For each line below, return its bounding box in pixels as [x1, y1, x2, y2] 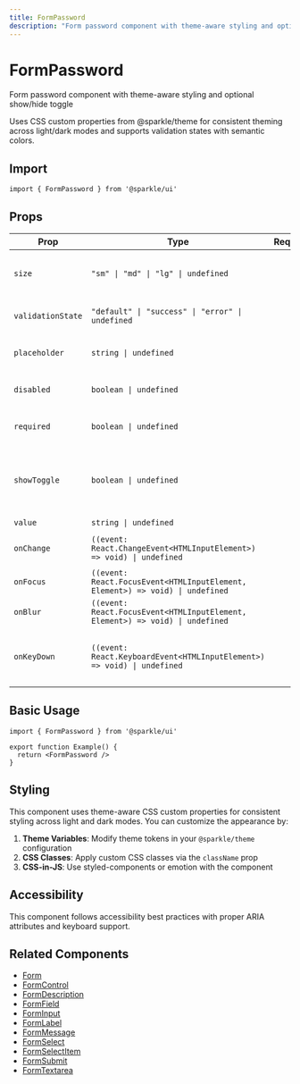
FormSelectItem [21, 1046, 81, 1057]
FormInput [21, 1008, 61, 1019]
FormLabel [21, 1018, 62, 1029]
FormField [21, 998, 60, 1010]
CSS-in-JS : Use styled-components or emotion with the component [21, 861, 274, 872]
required [13, 422, 51, 432]
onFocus [13, 577, 46, 587]
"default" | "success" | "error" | [90, 307, 243, 317]
